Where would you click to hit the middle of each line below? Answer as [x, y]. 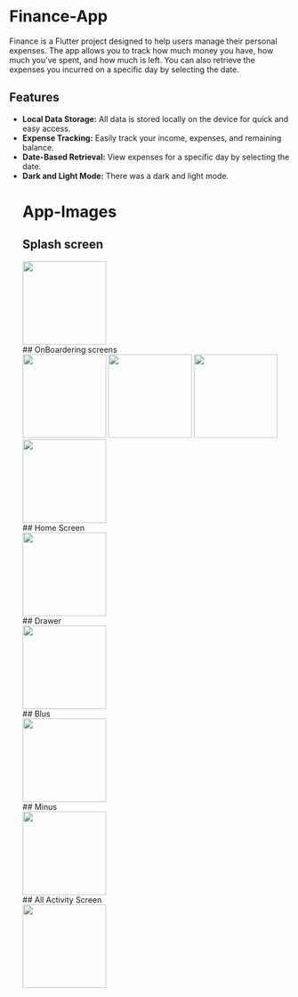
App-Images [69, 212]
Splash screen [63, 245]
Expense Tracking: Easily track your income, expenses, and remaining [152, 138]
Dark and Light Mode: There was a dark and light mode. [125, 176]
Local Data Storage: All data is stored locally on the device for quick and [155, 118]
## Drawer [42, 620]
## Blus [36, 714]
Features [34, 98]
